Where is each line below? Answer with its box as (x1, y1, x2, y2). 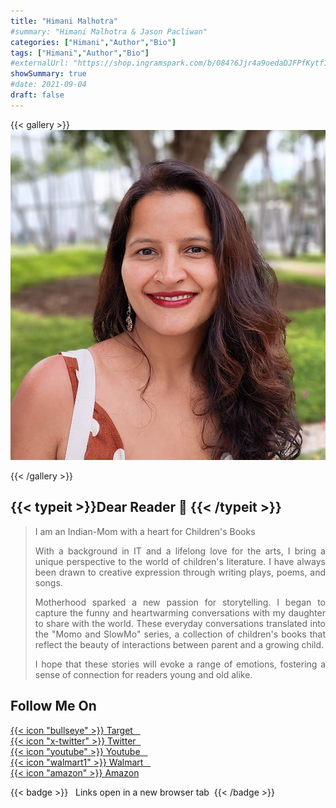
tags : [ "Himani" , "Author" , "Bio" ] (10, 48, 150, 58)
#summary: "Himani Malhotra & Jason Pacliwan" (10, 26, 208, 37)
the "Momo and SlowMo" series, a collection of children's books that (34, 628, 326, 640)
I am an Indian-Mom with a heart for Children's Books (34, 525, 256, 537)
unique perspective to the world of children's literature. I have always (34, 555, 326, 567)
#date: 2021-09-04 (10, 80, 87, 90)
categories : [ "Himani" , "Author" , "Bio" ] (10, 37, 177, 47)
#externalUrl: (10, 58, 70, 69)
